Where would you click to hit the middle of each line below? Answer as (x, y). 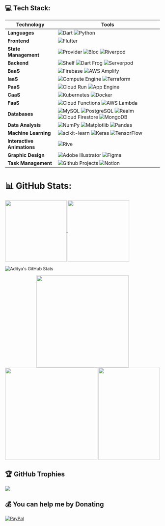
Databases (20, 114)
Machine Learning (29, 133)
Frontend (18, 41)
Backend (18, 63)
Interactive (20, 141)
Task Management (30, 163)
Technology (30, 25)
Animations (21, 147)
